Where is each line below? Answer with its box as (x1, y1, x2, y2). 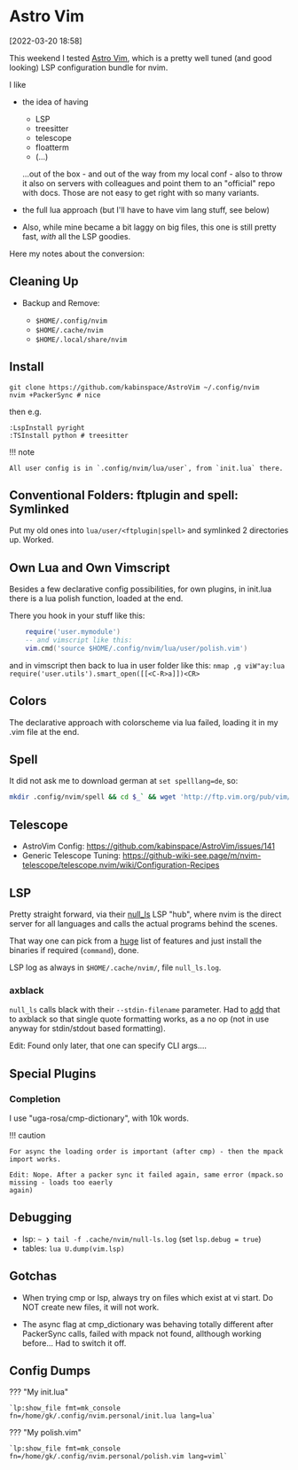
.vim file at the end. (9, 726, 80, 737)
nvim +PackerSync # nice (9, 390, 101, 400)
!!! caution (9, 1130, 46, 1140)
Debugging (9, 1210, 73, 1225)
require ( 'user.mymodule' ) (25, 628, 122, 637)
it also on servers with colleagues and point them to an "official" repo (21, 177, 276, 188)
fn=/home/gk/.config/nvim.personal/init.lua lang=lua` (9, 1411, 216, 1420)
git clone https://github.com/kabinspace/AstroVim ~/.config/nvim (9, 383, 260, 392)
